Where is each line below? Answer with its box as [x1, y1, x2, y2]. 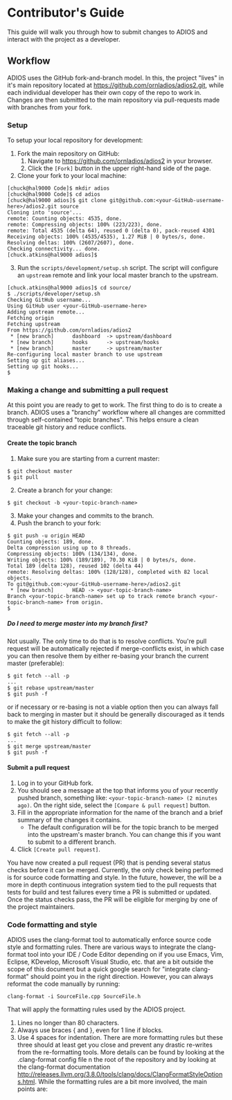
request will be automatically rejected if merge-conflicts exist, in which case [7, 644, 224, 652]
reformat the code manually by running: [7, 980, 121, 988]
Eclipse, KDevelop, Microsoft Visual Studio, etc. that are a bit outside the [7, 957, 213, 966]
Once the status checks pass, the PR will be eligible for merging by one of [7, 895, 218, 903]
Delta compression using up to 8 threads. [7, 544, 132, 551]
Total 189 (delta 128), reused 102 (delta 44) [7, 562, 144, 569]
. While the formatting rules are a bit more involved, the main [34, 1078, 208, 1086]
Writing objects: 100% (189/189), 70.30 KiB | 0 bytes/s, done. [7, 556, 197, 563]
